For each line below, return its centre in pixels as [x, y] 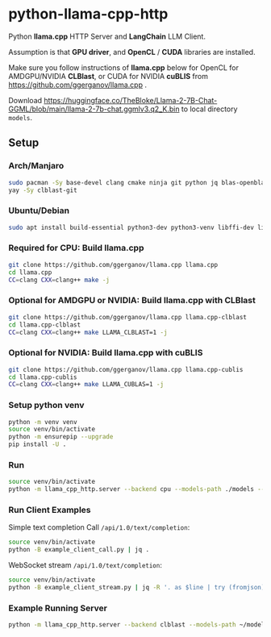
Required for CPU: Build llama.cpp [76, 248]
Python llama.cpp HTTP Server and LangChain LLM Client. [107, 36]
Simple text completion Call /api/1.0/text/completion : [99, 527]
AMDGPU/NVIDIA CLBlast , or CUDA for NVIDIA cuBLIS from [108, 76]
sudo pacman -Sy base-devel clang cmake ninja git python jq [113, 182]
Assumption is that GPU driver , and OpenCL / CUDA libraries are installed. [132, 52]
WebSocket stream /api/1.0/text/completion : [85, 565]
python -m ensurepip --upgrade [61, 437]
